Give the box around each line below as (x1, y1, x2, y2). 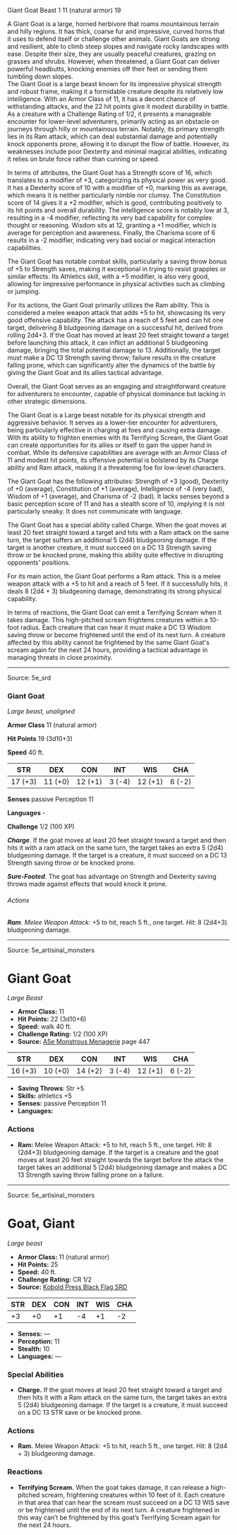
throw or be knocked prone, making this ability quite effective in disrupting (7, 551, 224, 559)
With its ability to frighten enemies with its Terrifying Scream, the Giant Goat (7, 434, 229, 441)
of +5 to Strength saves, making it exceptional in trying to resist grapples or (7, 265, 226, 273)
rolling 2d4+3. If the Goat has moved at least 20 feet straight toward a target (7, 331, 229, 339)
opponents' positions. (7, 558, 71, 567)
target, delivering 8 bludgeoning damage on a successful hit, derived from (7, 324, 224, 331)
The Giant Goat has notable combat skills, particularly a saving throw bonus (7, 257, 227, 266)
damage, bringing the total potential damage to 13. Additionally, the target (7, 346, 221, 354)
